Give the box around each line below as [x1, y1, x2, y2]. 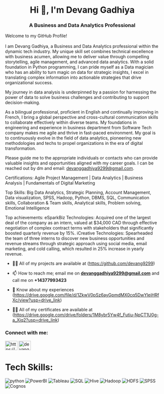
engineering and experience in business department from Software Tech [5, 125, 152, 131]
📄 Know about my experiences [12, 287, 74, 293]
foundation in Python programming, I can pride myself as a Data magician [5, 64, 154, 70]
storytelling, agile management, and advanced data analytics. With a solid [5, 59, 154, 65]
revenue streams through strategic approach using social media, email [5, 241, 147, 247]
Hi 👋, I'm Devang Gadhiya [30, 4, 135, 16]
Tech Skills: [5, 362, 53, 372]
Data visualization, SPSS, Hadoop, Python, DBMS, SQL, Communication [5, 195, 149, 201]
